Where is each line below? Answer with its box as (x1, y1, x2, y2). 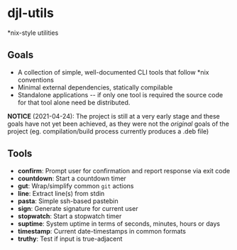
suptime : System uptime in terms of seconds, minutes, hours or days (17, 219, 221, 228)
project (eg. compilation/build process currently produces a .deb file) (7, 126, 209, 136)
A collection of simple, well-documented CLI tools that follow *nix (17, 67, 209, 76)
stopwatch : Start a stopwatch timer (17, 212, 122, 220)
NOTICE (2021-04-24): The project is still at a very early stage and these (7, 112, 220, 120)
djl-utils (7, 5, 55, 21)
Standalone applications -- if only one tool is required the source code (17, 90, 224, 99)
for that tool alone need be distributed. (17, 98, 131, 107)
